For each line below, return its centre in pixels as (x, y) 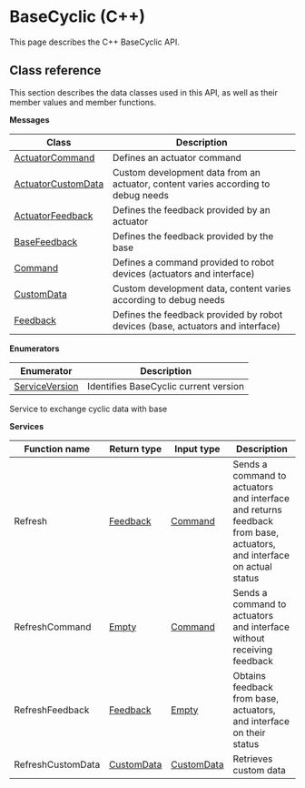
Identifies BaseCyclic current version (166, 386)
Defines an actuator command (177, 157)
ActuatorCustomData (59, 184)
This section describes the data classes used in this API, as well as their (144, 92)
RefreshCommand (53, 627)
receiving (253, 650)
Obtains (249, 675)
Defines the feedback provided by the (193, 236)
